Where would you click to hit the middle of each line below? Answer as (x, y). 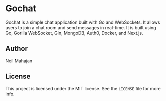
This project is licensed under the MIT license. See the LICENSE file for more (83, 88)
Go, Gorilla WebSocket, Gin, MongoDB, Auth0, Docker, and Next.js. (74, 33)
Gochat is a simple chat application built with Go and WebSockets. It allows (83, 22)
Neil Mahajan (19, 61)
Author (16, 49)
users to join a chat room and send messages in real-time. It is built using (81, 27)
